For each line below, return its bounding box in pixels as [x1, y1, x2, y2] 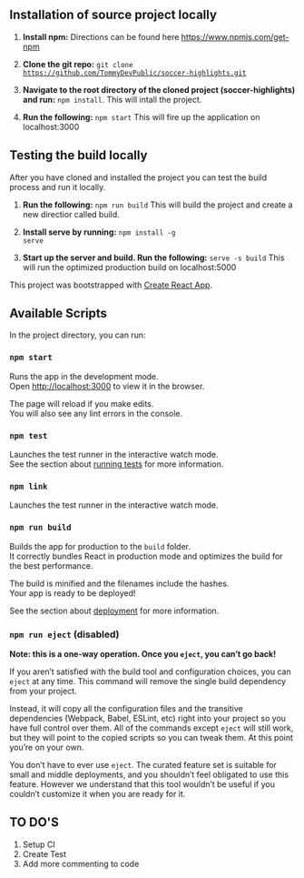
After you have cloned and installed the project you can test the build [9, 172, 268, 183]
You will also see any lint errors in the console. [9, 408, 183, 419]
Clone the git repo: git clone [22, 58, 133, 69]
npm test [9, 430, 48, 440]
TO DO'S [9, 814, 59, 831]
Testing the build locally [9, 147, 148, 163]
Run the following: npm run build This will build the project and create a [22, 199, 293, 210]
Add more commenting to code [22, 858, 140, 869]
